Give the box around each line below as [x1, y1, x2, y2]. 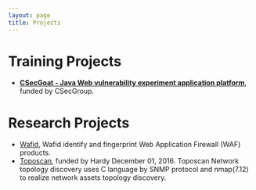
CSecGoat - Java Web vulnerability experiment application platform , [19, 78, 247, 88]
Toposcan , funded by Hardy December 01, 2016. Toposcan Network [19, 156, 240, 166]
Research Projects [8, 114, 130, 131]
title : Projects [8, 19, 61, 27]
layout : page [8, 11, 51, 20]
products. [19, 148, 51, 157]
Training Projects [8, 52, 122, 70]
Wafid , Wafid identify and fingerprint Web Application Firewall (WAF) [19, 140, 241, 149]
